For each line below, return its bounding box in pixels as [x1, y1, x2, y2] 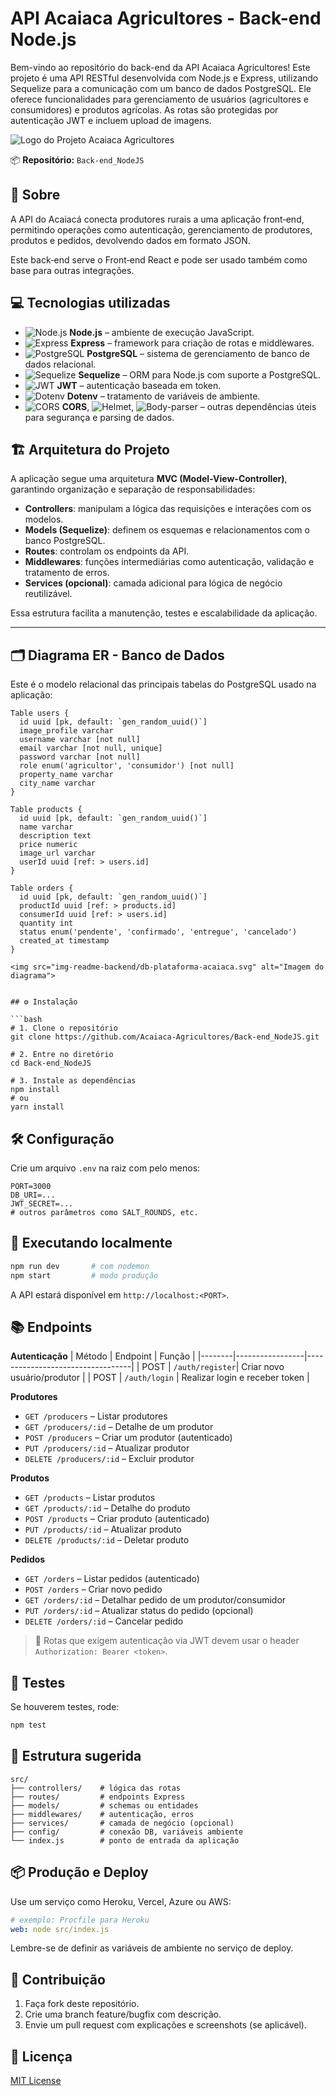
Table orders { [10, 883, 74, 894]
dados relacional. [24, 358, 97, 370]
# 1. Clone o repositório [10, 1023, 118, 1034]
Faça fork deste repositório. [24, 1998, 140, 2010]
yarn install [10, 1102, 65, 1112]
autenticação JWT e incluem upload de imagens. [10, 114, 212, 126]
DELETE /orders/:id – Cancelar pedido [24, 1615, 184, 1627]
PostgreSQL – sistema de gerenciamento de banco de [86, 347, 311, 359]
